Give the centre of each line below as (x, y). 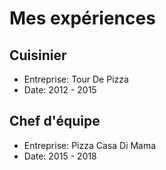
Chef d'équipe (55, 121)
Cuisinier (38, 55)
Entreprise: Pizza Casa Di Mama (90, 145)
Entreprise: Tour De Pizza (76, 79)
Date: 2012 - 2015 (60, 90)
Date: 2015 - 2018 (60, 156)
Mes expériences (82, 18)
